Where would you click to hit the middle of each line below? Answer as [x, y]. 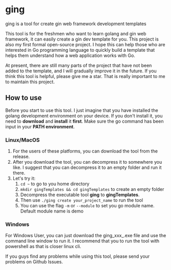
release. [21, 157]
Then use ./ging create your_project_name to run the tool [82, 200]
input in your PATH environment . [40, 126]
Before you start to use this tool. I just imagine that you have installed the [82, 110]
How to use [23, 98]
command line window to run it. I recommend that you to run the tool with [82, 241]
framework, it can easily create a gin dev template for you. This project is [82, 39]
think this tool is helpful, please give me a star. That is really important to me [85, 76]
